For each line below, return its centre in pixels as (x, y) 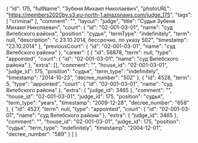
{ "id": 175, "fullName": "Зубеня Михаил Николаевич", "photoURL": (89, 9)
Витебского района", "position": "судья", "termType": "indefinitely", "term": (98, 34)
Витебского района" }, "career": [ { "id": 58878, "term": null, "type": (89, 52)
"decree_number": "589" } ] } (42, 134)
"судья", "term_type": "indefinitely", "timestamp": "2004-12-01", (84, 128)
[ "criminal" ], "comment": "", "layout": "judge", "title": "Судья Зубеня (91, 21)
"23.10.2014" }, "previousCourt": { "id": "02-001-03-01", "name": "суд (91, 46)
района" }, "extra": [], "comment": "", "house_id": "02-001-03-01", (87, 65)
